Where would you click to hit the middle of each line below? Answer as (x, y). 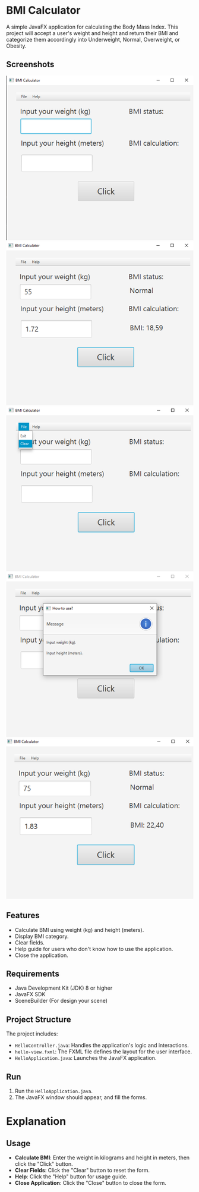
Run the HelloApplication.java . (54, 1091)
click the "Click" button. (44, 1164)
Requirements (33, 974)
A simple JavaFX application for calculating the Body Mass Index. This (92, 27)
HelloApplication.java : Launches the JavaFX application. (86, 1058)
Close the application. (41, 955)
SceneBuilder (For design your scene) (61, 1001)
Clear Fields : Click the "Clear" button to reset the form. (82, 1171)
